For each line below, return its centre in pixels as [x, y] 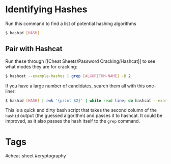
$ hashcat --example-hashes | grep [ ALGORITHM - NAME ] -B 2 [68, 76]
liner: [11, 91]
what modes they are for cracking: [41, 66]
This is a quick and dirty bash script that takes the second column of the [81, 110]
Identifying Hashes [46, 9]
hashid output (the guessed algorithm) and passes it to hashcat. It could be [84, 115]
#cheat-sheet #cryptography [36, 156]
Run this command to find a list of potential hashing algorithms [71, 24]
